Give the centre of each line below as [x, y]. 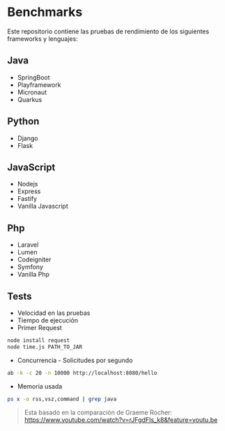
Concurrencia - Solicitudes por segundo [75, 360]
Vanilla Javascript [42, 206]
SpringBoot [33, 77]
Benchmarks [45, 12]
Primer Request [40, 328]
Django [28, 138]
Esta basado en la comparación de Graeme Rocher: [98, 412]
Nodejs [28, 184]
